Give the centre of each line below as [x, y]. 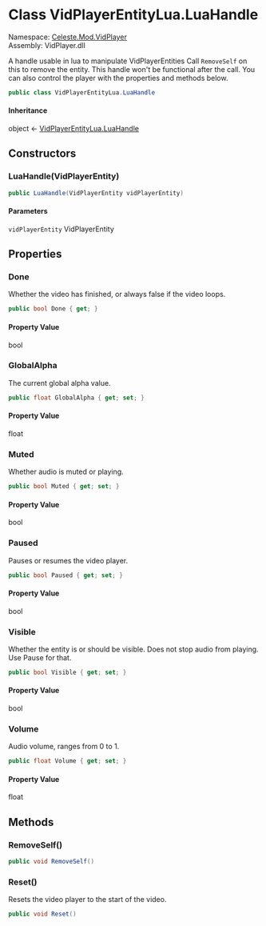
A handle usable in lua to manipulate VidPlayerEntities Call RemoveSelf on [128, 61]
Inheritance [28, 110]
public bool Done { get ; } [53, 309]
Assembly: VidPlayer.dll [47, 45]
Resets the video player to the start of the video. [87, 900]
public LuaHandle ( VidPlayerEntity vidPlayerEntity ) [96, 193]
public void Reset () [43, 914]
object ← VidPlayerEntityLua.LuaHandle [74, 129]
